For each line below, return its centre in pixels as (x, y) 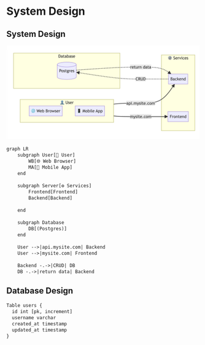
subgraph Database (41, 223)
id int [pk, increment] (42, 311)
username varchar (34, 317)
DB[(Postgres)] (48, 229)
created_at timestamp (40, 324)
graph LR (17, 149)
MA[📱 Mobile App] (50, 168)
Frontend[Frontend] (53, 192)
